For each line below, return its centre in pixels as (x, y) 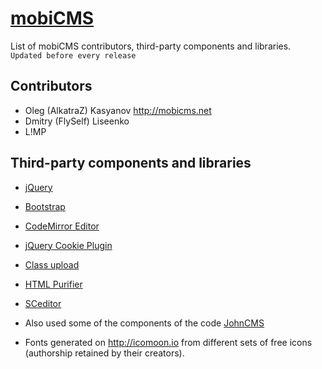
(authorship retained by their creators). (104, 353)
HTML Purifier (53, 284)
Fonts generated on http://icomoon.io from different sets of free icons (168, 342)
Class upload (52, 264)
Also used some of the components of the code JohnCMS (144, 323)
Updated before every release (73, 55)
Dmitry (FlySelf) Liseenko (77, 121)
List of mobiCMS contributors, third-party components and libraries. (151, 46)
